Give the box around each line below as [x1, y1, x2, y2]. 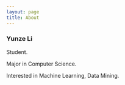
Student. [6, 48, 28, 55]
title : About [6, 15, 40, 21]
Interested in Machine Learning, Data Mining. [6, 72, 120, 79]
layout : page [6, 8, 40, 15]
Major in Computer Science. [6, 60, 77, 67]
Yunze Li [6, 35, 33, 43]
